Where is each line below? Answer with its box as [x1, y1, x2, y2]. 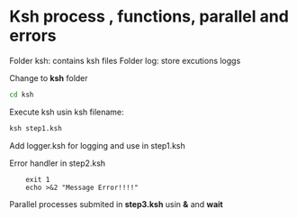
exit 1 [25, 175, 50, 184]
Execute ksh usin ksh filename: [9, 106, 124, 117]
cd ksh [9, 90, 34, 99]
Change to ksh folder [9, 72, 88, 83]
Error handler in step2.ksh [9, 158, 106, 168]
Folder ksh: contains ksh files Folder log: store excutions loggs [9, 55, 241, 66]
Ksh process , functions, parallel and [9, 6, 290, 27]
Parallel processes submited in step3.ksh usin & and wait [9, 198, 223, 209]
